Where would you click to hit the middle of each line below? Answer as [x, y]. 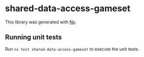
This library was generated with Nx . [41, 22]
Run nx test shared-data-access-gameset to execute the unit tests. [72, 49]
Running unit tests [33, 37]
